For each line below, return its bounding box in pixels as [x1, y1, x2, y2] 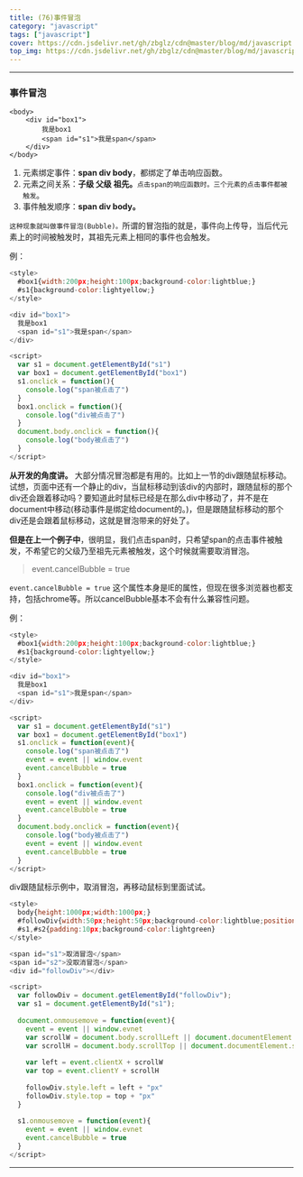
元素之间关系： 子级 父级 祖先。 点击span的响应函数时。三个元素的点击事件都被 [22, 179, 288, 189]
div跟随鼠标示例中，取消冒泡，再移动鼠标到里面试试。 [9, 881, 210, 893]
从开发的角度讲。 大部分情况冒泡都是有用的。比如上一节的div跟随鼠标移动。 [9, 470, 291, 481]
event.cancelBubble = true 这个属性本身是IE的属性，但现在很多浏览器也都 [9, 582, 286, 593]
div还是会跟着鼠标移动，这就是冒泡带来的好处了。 [9, 515, 195, 526]
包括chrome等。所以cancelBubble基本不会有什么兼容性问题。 [24, 593, 255, 604]
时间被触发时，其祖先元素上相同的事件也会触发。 [32, 232, 215, 243]
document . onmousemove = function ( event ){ [17, 1016, 176, 1025]
